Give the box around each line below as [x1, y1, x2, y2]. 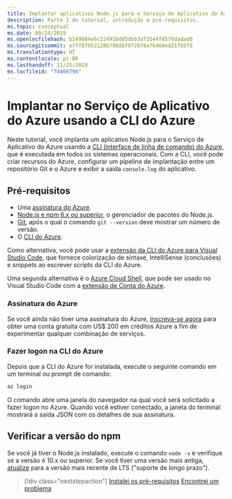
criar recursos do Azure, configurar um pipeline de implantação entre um [7, 157, 215, 166]
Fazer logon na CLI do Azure [7, 347, 104, 356]
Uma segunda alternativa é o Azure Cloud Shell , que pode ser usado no [7, 274, 211, 282]
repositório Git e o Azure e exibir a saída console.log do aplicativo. [7, 165, 197, 173]
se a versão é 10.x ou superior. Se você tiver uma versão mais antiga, [7, 456, 204, 464]
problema [23, 484, 52, 492]
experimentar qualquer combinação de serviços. [7, 329, 146, 338]
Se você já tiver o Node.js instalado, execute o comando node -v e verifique [7, 448, 223, 457]
